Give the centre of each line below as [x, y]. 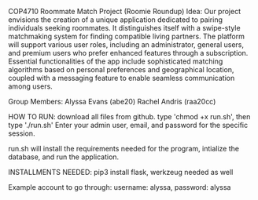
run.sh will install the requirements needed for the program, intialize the [124, 149]
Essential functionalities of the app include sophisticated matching [116, 61]
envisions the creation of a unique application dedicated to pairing [115, 20]
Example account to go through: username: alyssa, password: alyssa [120, 187]
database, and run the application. [64, 157]
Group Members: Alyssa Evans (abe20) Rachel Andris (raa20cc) [112, 102]
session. [22, 133]
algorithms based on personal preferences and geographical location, [121, 69]
